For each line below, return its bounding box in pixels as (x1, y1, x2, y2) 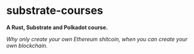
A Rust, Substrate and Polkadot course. (6, 24, 108, 31)
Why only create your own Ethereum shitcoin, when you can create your (6, 35, 188, 42)
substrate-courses (6, 4, 103, 18)
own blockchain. (6, 42, 48, 49)
